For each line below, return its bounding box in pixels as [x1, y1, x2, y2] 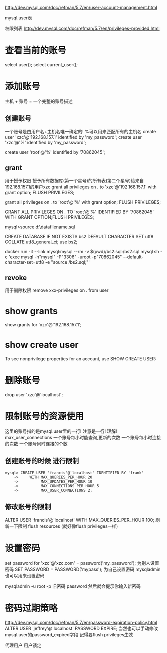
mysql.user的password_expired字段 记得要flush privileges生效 [5, 631, 133, 637]
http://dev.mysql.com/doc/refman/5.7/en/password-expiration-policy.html [5, 619, 157, 625]
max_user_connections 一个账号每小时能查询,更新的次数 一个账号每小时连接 [5, 435, 161, 441]
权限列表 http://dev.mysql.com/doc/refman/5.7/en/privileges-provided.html [5, 25, 160, 31]
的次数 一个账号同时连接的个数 [5, 441, 68, 447]
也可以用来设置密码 [5, 572, 45, 578]
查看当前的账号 [5, 45, 67, 56]
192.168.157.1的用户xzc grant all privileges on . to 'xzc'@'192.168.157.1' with [5, 184, 157, 190]
